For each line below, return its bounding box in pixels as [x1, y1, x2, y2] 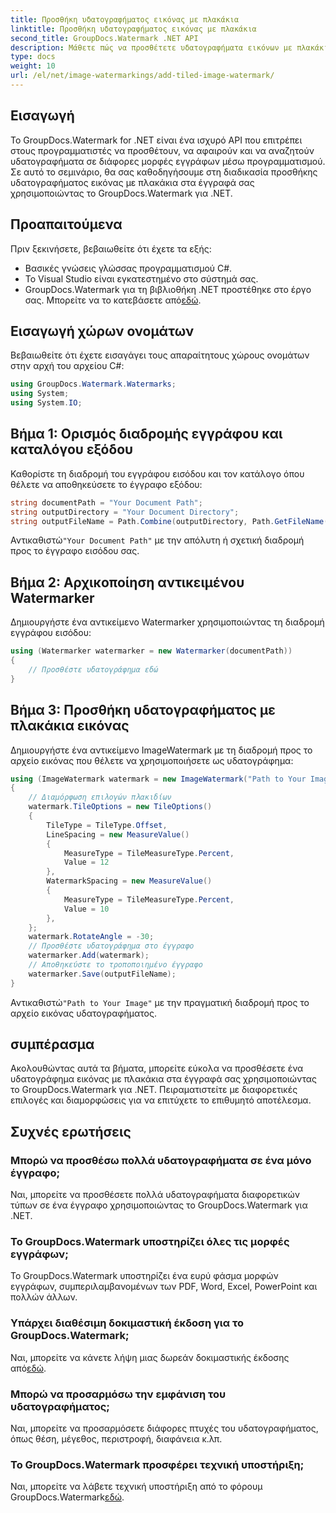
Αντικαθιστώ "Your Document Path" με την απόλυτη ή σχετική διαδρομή [10, 534, 305, 546]
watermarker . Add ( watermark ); [28, 951, 150, 961]
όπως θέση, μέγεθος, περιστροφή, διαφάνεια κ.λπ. [10, 1433, 223, 1445]
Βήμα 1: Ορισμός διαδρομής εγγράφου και [10, 426, 283, 443]
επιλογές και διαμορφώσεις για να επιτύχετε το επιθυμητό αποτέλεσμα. [10, 1094, 312, 1106]
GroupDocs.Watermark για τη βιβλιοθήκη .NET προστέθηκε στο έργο [24, 283, 312, 295]
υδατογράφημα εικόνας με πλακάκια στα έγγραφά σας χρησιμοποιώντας [10, 1073, 317, 1085]
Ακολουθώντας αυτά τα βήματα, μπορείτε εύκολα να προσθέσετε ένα [10, 1062, 304, 1075]
